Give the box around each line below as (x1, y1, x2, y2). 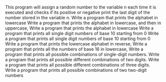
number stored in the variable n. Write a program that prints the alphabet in (5, 15, 158, 20)
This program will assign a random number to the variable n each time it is (5, 4, 157, 10)
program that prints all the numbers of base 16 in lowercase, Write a (5, 46, 144, 52)
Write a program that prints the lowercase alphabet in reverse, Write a (5, 41, 148, 46)
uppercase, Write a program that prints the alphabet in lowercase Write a (5, 25, 154, 31)
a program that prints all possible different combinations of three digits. (5, 62, 150, 68)
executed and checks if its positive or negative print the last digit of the (5, 9, 150, 15)
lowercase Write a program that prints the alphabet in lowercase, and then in (5, 20, 162, 26)
